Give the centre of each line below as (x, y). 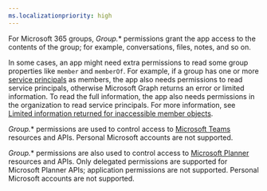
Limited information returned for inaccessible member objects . (111, 113)
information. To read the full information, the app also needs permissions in (132, 96)
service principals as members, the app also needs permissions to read (126, 79)
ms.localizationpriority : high (60, 16)
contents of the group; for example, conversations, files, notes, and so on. (130, 47)
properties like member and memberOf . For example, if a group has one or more (133, 71)
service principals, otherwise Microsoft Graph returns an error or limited (126, 88)
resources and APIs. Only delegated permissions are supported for (118, 161)
